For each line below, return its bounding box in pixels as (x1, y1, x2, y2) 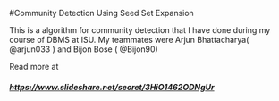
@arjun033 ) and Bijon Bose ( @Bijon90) (9, 44, 158, 55)
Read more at (9, 62, 59, 72)
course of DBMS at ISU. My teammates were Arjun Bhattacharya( (9, 35, 249, 45)
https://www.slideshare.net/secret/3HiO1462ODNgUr (9, 81, 215, 92)
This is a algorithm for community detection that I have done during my (9, 25, 271, 35)
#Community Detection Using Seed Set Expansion (9, 8, 194, 18)
